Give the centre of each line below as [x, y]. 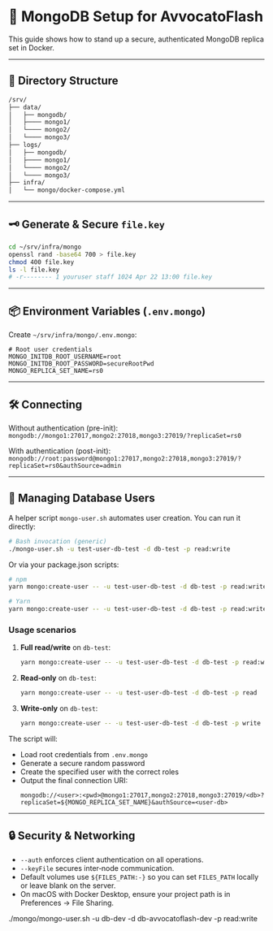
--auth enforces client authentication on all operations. [112, 860]
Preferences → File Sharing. [67, 903]
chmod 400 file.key [41, 262]
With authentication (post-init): [60, 451]
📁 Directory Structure [64, 81]
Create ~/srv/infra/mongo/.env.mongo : [73, 335]
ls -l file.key [34, 270]
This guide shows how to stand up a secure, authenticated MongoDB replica [136, 39]
